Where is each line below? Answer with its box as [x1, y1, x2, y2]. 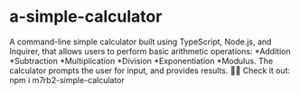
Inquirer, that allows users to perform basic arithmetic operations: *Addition [9, 45, 291, 56]
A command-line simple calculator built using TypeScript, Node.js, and [9, 36, 272, 47]
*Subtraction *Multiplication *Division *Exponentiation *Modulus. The [9, 55, 274, 66]
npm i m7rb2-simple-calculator [9, 74, 125, 85]
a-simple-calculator [9, 6, 163, 27]
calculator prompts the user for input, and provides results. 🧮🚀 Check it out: [9, 65, 291, 76]
